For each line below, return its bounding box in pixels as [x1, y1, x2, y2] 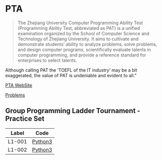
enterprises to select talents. [17, 57, 77, 63]
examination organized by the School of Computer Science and [17, 30, 150, 36]
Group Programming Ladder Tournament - [5, 106, 140, 115]
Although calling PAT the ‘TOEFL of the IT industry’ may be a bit [5, 67, 137, 73]
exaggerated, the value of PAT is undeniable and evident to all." [5, 72, 137, 78]
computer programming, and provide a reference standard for [17, 51, 146, 58]
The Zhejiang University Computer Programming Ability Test [17, 20, 143, 26]
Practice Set [5, 115, 44, 123]
